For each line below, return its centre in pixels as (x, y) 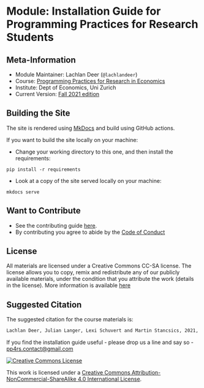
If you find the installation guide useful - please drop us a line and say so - (100, 342)
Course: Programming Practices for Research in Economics (90, 81)
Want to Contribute (43, 211)
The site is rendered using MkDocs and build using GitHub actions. (91, 128)
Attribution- (146, 373)
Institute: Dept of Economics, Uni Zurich (66, 88)
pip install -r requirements (43, 170)
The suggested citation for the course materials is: (70, 319)
